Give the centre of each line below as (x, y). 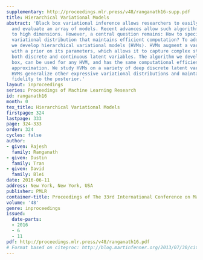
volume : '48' (23, 203)
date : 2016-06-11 (28, 180)
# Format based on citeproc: (43, 247)
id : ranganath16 (27, 96)
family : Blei (28, 175)
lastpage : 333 (24, 118)
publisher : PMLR (27, 191)
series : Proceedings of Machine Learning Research (71, 90)
